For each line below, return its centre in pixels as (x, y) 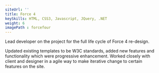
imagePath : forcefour (28, 28)
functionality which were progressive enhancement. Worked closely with (78, 56)
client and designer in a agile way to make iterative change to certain (74, 61)
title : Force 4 (20, 14)
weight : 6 (15, 23)
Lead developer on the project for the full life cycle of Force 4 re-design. (77, 41)
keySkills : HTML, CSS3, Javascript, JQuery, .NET (56, 18)
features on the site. (25, 67)
